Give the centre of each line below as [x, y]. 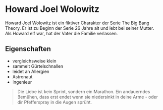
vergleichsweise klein [34, 61]
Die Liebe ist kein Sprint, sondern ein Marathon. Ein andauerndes [83, 91]
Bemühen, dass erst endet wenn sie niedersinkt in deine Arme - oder [87, 97]
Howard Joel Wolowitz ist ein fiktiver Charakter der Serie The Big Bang [77, 23]
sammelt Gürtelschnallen [38, 66]
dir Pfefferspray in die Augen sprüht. [54, 102]
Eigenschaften [28, 49]
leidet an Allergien [31, 71]
